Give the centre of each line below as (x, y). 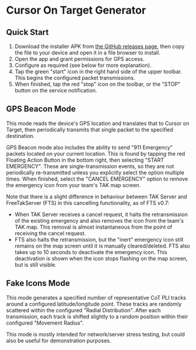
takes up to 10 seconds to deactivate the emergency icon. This (91, 252)
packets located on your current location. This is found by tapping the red (96, 153)
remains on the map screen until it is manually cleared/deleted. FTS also (102, 246)
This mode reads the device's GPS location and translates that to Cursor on (98, 123)
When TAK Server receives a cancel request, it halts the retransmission (101, 214)
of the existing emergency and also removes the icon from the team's (99, 220)
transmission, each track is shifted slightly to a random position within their (97, 316)
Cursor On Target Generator (76, 10)
